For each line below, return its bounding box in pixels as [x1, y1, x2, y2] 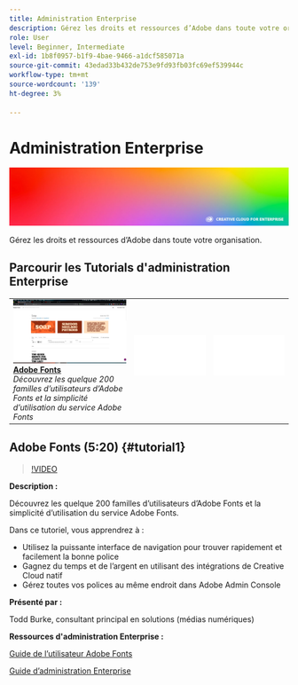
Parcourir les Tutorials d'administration [9, 260, 231, 275]
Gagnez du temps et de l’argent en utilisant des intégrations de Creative [21, 560, 285, 571]
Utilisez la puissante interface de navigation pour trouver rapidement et [21, 541, 282, 552]
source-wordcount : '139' [9, 80, 101, 89]
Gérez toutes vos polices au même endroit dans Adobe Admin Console [21, 579, 281, 590]
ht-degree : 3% [9, 89, 62, 98]
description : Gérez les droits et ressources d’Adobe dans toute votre [9, 23, 279, 33]
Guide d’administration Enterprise [9, 665, 131, 676]
